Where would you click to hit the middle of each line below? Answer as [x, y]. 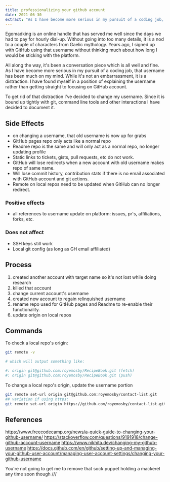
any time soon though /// [31, 474]
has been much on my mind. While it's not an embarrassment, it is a [76, 76]
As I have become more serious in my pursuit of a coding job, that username [85, 71]
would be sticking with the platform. [42, 55]
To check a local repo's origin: [37, 343]
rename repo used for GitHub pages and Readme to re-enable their [82, 304]
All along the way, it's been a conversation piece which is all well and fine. [82, 65]
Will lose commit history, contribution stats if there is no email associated [89, 174]
